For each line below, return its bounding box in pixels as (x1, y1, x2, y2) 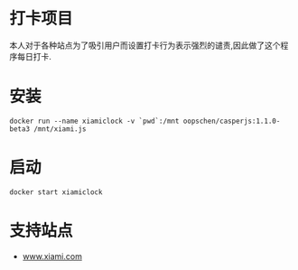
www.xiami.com (22, 250, 83, 262)
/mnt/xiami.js (33, 124, 88, 134)
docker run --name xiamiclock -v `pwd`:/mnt (9, 116, 180, 126)
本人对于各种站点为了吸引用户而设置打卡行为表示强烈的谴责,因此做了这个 (9, 40, 282, 51)
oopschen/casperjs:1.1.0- (182, 116, 281, 126)
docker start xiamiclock (9, 187, 103, 197)
